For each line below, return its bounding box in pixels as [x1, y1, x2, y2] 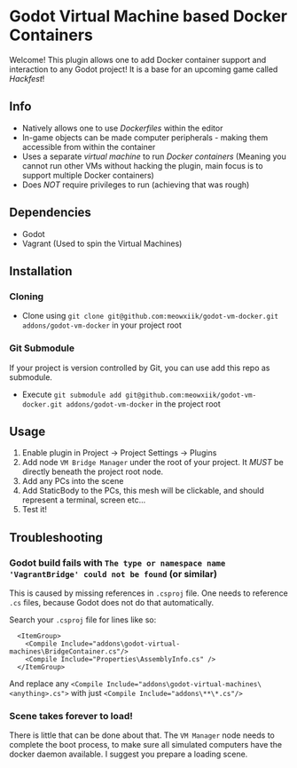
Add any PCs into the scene [21, 476, 124, 487]
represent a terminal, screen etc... [21, 495, 146, 505]
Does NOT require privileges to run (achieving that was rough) [21, 179, 250, 190]
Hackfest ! [9, 73, 45, 83]
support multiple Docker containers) [21, 170, 155, 180]
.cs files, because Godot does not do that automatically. [9, 598, 215, 608]
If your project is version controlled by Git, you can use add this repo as [9, 362, 270, 373]
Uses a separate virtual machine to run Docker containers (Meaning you [21, 151, 286, 162]
